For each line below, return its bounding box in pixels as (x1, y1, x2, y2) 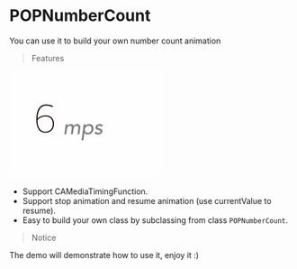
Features (31, 52, 65, 63)
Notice (31, 232, 57, 243)
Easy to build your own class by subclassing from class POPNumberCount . (22, 214, 289, 226)
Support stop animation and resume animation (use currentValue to (22, 195, 272, 206)
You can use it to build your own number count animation (9, 35, 221, 46)
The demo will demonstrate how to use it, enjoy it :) (9, 249, 200, 260)
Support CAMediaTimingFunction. (22, 186, 148, 197)
